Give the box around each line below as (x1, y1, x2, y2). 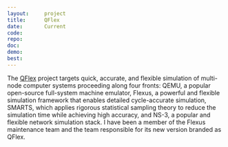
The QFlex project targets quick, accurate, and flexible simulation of (7, 74, 200, 82)
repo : (7, 36, 23, 43)
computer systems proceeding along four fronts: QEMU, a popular (23, 81, 211, 90)
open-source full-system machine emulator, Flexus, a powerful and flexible (7, 88, 220, 97)
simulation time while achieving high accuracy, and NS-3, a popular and (7, 110, 211, 119)
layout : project (7, 10, 67, 17)
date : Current (7, 23, 67, 30)
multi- (200, 74, 218, 82)
